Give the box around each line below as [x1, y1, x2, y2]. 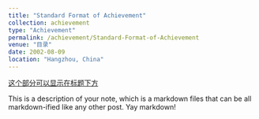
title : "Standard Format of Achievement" [8, 11, 147, 20]
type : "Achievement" [8, 26, 77, 34]
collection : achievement [8, 19, 90, 27]
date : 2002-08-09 [8, 48, 66, 56]
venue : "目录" [8, 41, 53, 49]
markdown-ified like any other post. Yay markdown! [8, 102, 176, 111]
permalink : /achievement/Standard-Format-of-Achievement [8, 33, 200, 42]
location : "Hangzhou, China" [8, 56, 104, 64]
